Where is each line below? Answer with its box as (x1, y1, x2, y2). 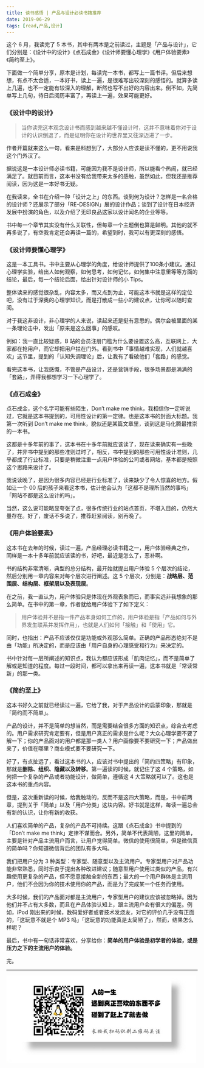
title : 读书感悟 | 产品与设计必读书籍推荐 (6, 10, 101, 16)
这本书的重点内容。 (6, 780, 55, 788)
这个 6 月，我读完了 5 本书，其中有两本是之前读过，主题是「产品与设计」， (6, 41, 192, 48)
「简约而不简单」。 (6, 709, 52, 716)
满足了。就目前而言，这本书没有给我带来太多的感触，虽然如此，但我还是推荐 (6, 172, 198, 180)
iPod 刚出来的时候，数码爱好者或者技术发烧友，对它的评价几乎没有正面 (16, 908, 195, 916)
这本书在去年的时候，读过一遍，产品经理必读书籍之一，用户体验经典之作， (6, 544, 192, 551)
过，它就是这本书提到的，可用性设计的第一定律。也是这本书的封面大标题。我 (6, 412, 198, 420)
